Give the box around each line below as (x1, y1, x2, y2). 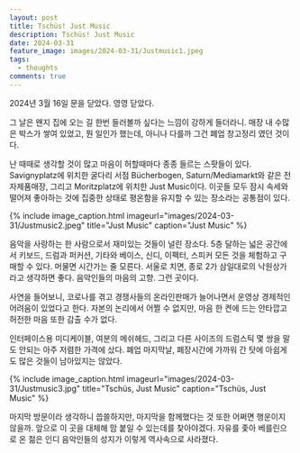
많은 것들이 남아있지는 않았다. (18, 355, 123, 366)
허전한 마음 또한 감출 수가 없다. (9, 313, 118, 324)
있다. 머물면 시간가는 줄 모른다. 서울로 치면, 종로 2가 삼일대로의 (35, 260, 257, 271)
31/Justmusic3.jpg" (9, 383, 81, 394)
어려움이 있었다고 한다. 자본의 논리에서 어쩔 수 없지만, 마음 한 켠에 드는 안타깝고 (9, 303, 288, 313)
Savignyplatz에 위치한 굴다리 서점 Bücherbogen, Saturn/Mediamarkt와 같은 (9, 169, 282, 180)
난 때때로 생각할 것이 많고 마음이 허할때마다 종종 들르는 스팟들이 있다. (9, 159, 252, 169)
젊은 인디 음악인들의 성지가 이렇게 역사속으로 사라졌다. (28, 433, 219, 444)
